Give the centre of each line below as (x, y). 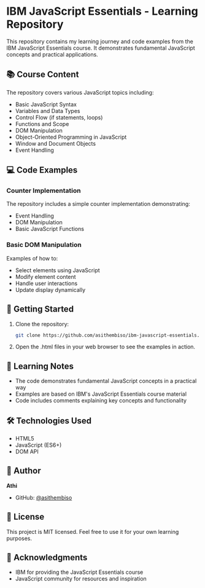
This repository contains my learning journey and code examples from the (100, 41)
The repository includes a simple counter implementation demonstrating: (98, 204)
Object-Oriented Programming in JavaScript (71, 137)
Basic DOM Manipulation (44, 245)
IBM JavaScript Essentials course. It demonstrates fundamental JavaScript (101, 48)
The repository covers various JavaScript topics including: (80, 92)
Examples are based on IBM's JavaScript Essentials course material (101, 394)
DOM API (27, 452)
